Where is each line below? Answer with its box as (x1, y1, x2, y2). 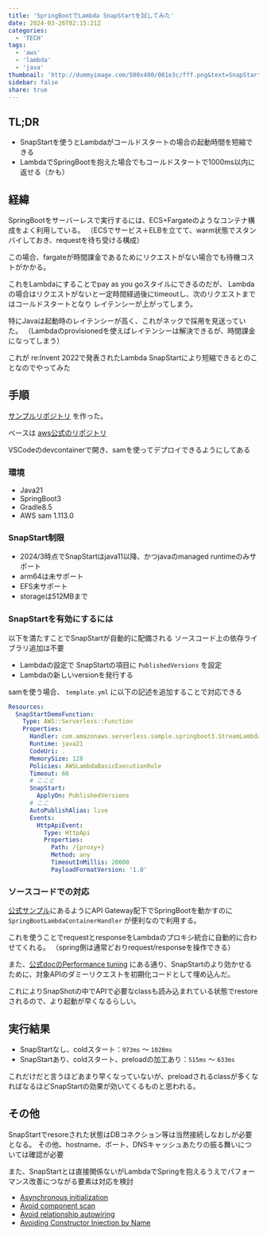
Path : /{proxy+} (50, 844, 105, 852)
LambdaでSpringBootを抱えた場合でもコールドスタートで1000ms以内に (19, 157, 256, 167)
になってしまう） (8, 336, 64, 345)
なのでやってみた (14, 363, 71, 372)
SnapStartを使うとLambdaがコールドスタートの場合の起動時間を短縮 (19, 137, 246, 147)
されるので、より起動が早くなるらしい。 (8, 997, 141, 1006)
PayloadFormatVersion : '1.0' (50, 865, 148, 873)
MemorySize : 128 (29, 755, 83, 763)
